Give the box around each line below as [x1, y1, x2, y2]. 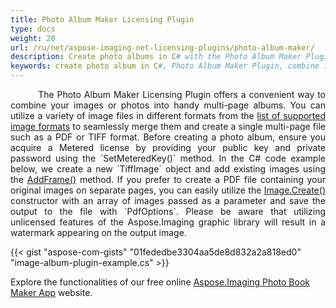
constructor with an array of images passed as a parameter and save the [10, 195, 326, 206]
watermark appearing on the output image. [10, 227, 187, 238]
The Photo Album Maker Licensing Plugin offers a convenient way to [38, 89, 326, 100]
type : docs [10, 24, 56, 34]
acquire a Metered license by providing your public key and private [10, 142, 326, 153]
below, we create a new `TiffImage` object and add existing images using [10, 163, 326, 175]
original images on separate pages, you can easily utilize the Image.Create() [10, 184, 326, 196]
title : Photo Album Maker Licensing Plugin [10, 14, 195, 25]
